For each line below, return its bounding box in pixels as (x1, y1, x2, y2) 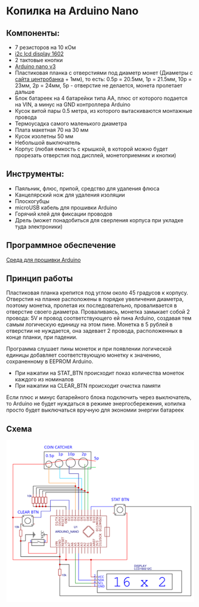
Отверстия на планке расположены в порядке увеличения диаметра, (6, 296, 184, 303)
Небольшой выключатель (14, 139, 80, 146)
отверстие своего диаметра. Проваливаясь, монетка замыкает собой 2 (6, 308, 190, 315)
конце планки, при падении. (6, 333, 77, 341)
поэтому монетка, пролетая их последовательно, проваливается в (6, 302, 178, 309)
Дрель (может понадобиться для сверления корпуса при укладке (14, 216, 184, 223)
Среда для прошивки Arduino (6, 256, 81, 263)
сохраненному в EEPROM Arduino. (6, 358, 94, 365)
